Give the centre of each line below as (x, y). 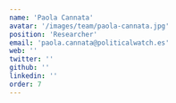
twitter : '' (31, 59)
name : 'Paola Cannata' (51, 17)
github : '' (29, 68)
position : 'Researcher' (54, 34)
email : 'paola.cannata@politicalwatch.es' (89, 43)
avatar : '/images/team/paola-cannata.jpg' (89, 26)
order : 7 (25, 84)
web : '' (24, 51)
